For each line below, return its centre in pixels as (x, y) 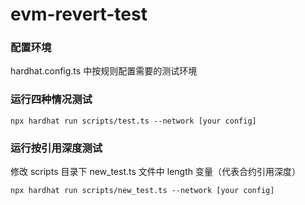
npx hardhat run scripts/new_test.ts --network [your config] (142, 191)
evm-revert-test (79, 14)
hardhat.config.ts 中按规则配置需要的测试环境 (104, 71)
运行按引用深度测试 (56, 148)
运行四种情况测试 (51, 100)
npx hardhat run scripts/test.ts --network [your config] (133, 121)
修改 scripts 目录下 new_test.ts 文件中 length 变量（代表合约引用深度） (155, 172)
